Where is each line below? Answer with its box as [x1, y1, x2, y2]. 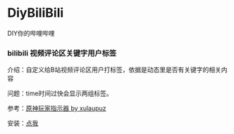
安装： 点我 [7, 119, 39, 128]
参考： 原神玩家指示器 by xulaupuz [7, 104, 107, 113]
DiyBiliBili [7, 5, 64, 21]
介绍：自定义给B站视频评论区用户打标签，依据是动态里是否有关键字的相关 [7, 65, 222, 74]
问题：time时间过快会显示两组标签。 [7, 89, 113, 98]
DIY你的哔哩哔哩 [7, 29, 55, 37]
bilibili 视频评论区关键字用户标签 [7, 48, 117, 58]
